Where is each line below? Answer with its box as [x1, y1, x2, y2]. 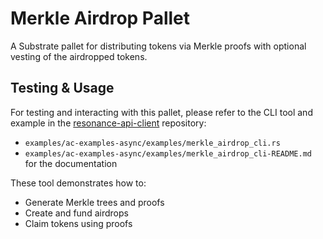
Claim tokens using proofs [24, 217, 133, 229]
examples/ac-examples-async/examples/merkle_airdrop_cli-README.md [24, 148, 312, 159]
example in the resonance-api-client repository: [10, 117, 207, 129]
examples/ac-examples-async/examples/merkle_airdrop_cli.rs [24, 138, 281, 148]
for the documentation [24, 157, 118, 169]
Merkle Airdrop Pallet [10, 7, 190, 30]
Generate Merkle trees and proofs [24, 196, 165, 208]
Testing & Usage [10, 80, 115, 97]
